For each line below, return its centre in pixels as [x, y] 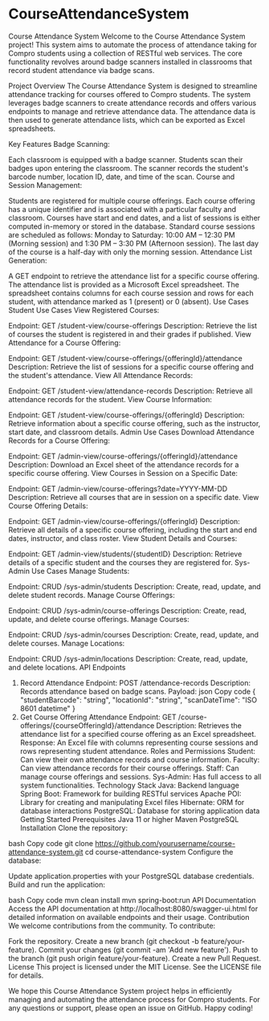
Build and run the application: [57, 885]
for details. [26, 975]
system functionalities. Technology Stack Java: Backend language [129, 785]
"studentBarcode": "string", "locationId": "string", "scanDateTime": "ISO [139, 700]
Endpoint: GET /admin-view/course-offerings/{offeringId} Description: [124, 521]
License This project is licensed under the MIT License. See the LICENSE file [135, 966]
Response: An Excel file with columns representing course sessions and [139, 742]
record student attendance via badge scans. [82, 70]
